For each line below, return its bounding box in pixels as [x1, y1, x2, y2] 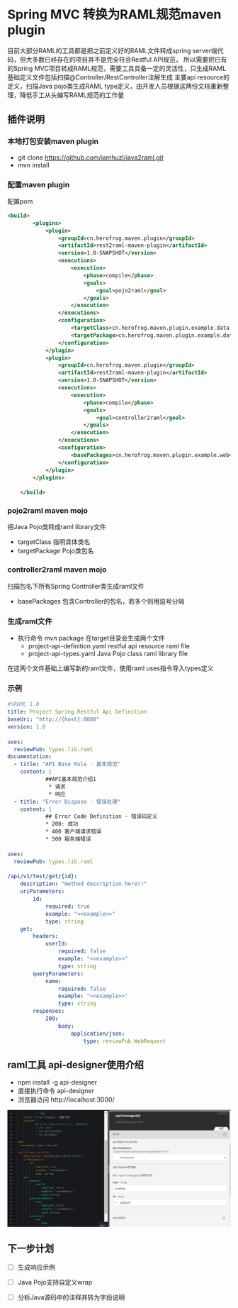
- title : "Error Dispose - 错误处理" [13, 798, 121, 805]
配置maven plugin [7, 179, 70, 189]
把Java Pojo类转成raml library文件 [7, 523, 106, 531]
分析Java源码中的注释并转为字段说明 [17, 1292, 125, 1302]
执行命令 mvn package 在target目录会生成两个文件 [17, 634, 165, 643]
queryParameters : [33, 970, 84, 977]
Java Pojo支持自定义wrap [17, 1277, 93, 1286]
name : [45, 977, 62, 985]
